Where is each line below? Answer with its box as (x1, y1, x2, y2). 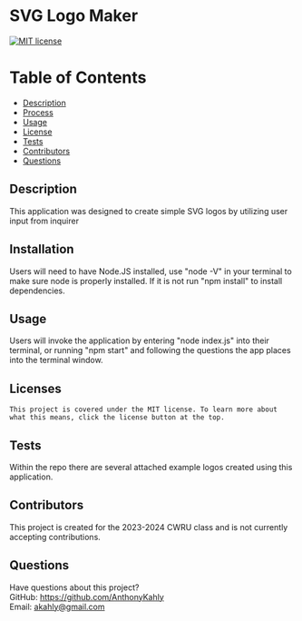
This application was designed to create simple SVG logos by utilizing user (9, 205, 288, 216)
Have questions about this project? (9, 582, 140, 593)
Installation (9, 241, 74, 257)
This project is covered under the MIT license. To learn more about (9, 405, 278, 414)
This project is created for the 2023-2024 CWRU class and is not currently (9, 521, 288, 532)
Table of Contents (9, 67, 147, 88)
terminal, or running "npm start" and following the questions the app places (9, 345, 292, 356)
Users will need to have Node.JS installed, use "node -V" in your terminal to (9, 265, 292, 277)
